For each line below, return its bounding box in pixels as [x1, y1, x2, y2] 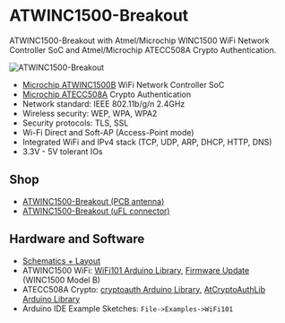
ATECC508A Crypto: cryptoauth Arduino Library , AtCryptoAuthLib [22, 284, 266, 294]
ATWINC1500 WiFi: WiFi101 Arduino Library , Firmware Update [22, 265, 250, 275]
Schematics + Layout [22, 255, 101, 266]
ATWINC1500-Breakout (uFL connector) [22, 205, 170, 216]
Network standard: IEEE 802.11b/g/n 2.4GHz [22, 98, 186, 109]
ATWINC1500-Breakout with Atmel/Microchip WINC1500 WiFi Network [9, 35, 270, 46]
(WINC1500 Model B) [22, 275, 101, 285]
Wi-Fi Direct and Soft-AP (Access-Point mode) [22, 127, 194, 137]
